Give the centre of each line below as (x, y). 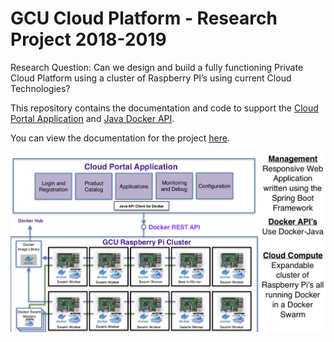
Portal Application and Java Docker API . (92, 118)
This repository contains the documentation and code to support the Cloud (164, 108)
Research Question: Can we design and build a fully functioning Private (157, 67)
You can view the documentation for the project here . (120, 138)
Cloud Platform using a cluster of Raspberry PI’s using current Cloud (151, 78)
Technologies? (40, 88)
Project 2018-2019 (88, 39)
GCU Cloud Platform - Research (144, 18)
